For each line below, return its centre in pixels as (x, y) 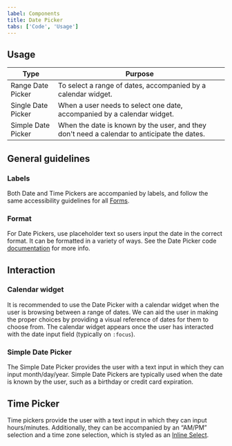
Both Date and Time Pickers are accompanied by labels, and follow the (108, 193)
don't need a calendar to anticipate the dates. (131, 134)
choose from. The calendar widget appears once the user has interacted (110, 326)
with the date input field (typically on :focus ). (71, 334)
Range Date (30, 86)
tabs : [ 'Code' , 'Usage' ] (43, 26)
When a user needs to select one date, (120, 106)
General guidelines (49, 159)
